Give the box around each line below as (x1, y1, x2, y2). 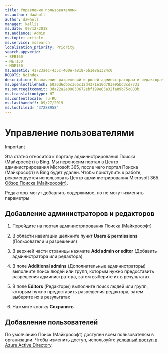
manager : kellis (5, 21, 39, 27)
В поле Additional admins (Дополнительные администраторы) (12, 263, 146, 269)
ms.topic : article (5, 36, 43, 41)
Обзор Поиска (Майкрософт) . (5, 180, 68, 186)
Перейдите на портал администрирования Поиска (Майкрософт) (12, 223, 152, 229)
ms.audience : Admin (5, 31, 46, 36)
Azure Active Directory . (5, 342, 53, 348)
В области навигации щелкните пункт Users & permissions (12, 232, 138, 239)
